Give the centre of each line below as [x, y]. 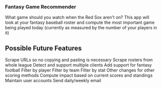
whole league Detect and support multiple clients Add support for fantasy [78, 65]
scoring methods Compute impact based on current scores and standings [79, 75]
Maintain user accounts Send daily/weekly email [53, 81]
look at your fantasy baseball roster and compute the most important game [80, 22]
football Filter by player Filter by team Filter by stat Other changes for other [80, 70]
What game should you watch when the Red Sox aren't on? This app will [77, 18]
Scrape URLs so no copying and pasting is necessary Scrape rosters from [79, 60]
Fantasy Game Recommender [41, 7]
